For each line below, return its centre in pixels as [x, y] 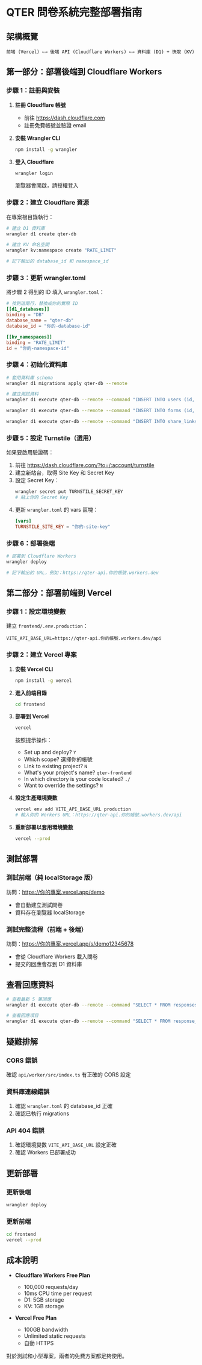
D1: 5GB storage [44, 1300]
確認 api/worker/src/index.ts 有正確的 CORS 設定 [69, 1074]
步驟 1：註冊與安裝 [33, 91]
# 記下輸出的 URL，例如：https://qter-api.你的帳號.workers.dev [83, 573]
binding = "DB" [25, 315]
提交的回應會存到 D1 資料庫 [48, 964]
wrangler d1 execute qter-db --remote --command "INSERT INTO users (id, [101, 400]
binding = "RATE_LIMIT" [36, 342]
